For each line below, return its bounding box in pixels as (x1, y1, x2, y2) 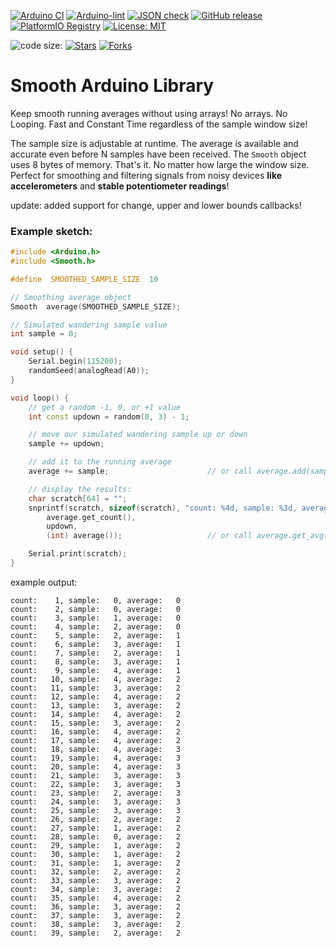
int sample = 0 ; (10, 329, 78, 339)
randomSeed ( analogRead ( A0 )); (28, 366, 150, 376)
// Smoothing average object (10, 292, 132, 302)
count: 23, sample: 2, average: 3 (10, 788, 182, 798)
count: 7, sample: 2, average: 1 (10, 648, 182, 658)
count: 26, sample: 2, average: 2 (10, 814, 182, 824)
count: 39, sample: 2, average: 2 (10, 928, 182, 938)
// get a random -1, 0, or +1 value (28, 402, 182, 412)
